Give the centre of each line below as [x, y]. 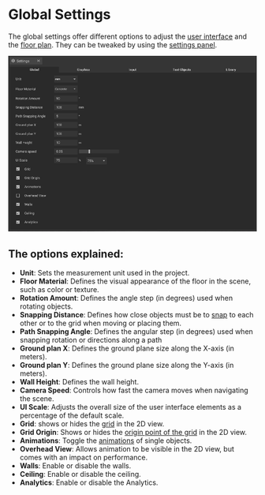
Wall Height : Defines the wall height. [79, 382]
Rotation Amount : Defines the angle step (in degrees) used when [126, 298]
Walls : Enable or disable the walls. [75, 466]
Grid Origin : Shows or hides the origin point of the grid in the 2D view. [133, 433]
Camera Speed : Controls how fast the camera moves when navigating [134, 390]
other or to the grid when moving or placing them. [101, 323]
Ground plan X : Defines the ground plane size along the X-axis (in [127, 348]
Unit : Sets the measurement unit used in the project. [105, 273]
